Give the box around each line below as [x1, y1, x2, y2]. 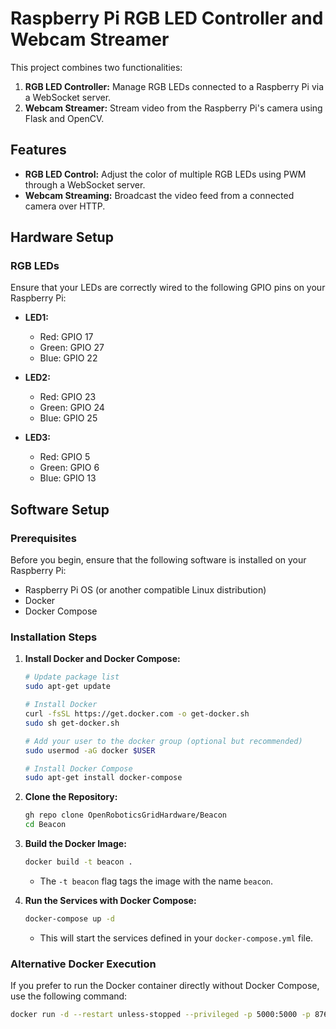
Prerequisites [10, 531, 77, 545]
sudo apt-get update [24, 682, 111, 692]
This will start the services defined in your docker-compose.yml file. [39, 932, 314, 944]
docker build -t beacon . [24, 857, 133, 867]
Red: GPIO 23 [39, 391, 97, 403]
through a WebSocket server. [24, 178, 146, 191]
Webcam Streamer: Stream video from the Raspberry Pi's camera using [24, 102, 323, 114]
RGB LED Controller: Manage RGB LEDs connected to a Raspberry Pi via [24, 80, 325, 92]
